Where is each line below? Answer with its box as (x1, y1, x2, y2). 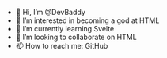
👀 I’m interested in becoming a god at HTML (15, 16, 160, 25)
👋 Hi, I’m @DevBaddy (15, 8, 85, 16)
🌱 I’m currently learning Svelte (15, 24, 115, 33)
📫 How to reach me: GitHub (15, 42, 108, 50)
